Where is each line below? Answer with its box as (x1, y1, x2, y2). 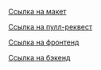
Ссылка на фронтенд (8, 37, 80, 47)
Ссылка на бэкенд (8, 53, 71, 62)
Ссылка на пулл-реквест (8, 22, 93, 31)
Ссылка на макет (8, 7, 67, 16)
